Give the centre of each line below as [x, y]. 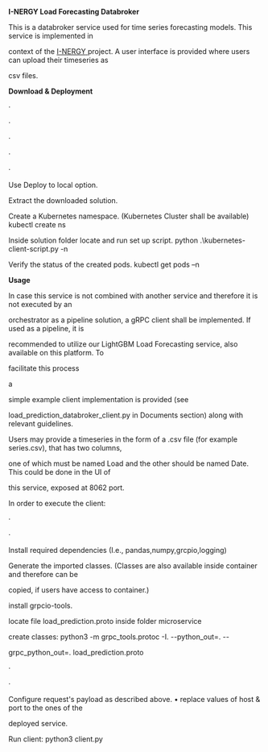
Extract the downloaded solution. [63, 200]
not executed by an [40, 304]
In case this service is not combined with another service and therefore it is [133, 296]
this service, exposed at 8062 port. [66, 488]
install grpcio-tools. [41, 605]
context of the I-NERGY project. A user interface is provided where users [129, 51]
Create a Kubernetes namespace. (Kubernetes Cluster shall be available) [129, 216]
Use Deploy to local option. [53, 185]
